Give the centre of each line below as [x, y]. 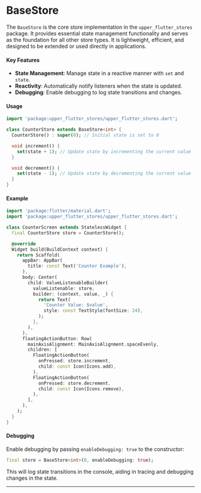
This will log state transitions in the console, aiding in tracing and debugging [100, 471]
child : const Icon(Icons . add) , [77, 366]
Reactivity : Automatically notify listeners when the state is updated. [98, 86]
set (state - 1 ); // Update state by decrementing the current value [104, 174]
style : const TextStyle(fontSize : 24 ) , [94, 311]
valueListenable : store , [64, 288]
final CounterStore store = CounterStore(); [68, 233]
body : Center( [40, 277]
